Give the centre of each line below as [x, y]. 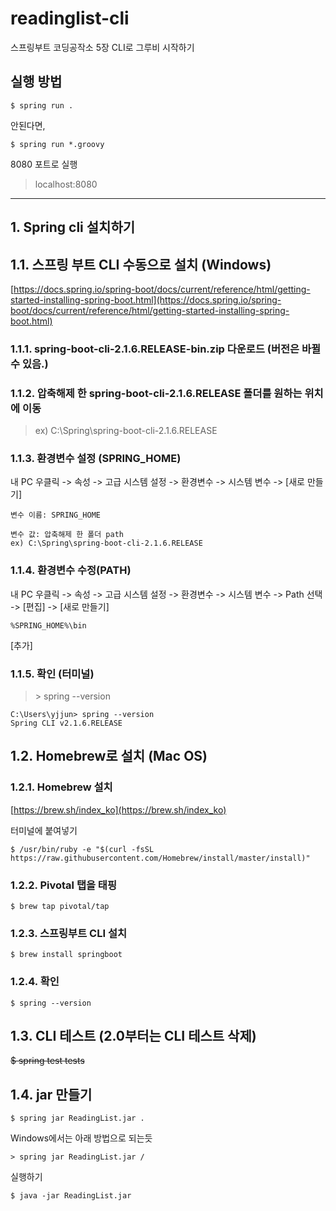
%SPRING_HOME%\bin [48, 625]
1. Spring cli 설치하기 [73, 227]
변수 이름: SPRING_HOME [55, 515]
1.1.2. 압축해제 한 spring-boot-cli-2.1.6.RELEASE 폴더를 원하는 [156, 393]
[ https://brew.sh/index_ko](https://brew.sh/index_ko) [118, 809]
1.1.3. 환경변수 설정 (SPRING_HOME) [96, 459]
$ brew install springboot [66, 955]
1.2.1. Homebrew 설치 [61, 787]
